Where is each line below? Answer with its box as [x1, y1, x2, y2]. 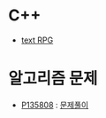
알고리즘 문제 [8, 68, 98, 89]
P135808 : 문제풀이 [20, 99, 89, 110]
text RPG [20, 35, 54, 45]
